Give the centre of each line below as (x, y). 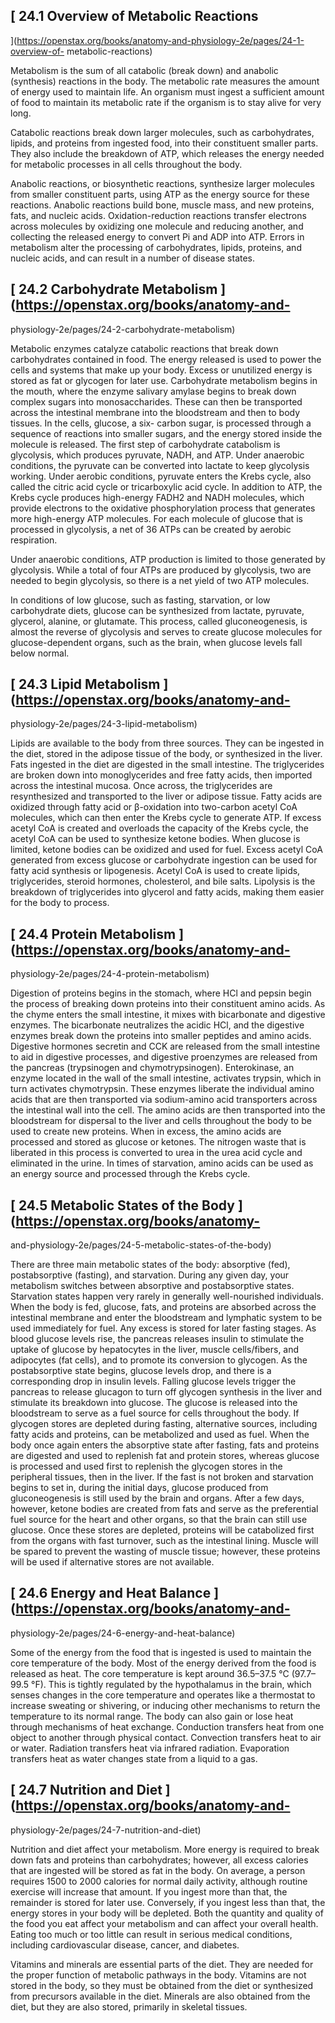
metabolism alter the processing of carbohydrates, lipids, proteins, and (156, 247)
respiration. (34, 540)
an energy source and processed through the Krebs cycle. (130, 1174)
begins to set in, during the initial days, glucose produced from (139, 1488)
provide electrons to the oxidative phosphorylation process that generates (163, 508)
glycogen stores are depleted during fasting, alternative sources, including (164, 1424)
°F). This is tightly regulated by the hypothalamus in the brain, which (171, 1684)
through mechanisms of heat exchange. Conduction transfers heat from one (167, 1726)
